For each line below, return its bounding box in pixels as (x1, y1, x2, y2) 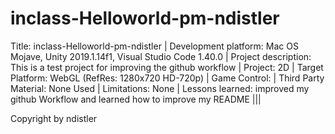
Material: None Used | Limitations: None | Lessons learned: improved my (10, 82, 310, 94)
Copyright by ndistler (10, 112, 98, 124)
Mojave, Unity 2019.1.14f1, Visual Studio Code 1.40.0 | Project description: (10, 50, 312, 62)
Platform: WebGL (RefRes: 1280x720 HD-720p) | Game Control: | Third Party (10, 72, 325, 84)
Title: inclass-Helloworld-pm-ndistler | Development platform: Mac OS (10, 40, 299, 52)
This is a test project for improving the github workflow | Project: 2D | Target (10, 61, 324, 73)
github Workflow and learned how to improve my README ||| (10, 93, 262, 105)
